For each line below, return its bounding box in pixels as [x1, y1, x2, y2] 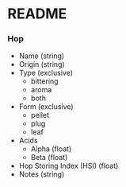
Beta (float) [30, 153, 68, 162]
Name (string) [18, 51, 65, 60]
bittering [30, 76, 59, 86]
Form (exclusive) [18, 102, 74, 111]
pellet [30, 111, 49, 120]
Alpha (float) [30, 144, 72, 154]
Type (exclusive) [18, 68, 73, 78]
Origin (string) [18, 60, 65, 69]
